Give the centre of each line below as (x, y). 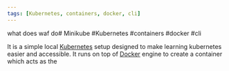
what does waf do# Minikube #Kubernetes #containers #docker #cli (104, 33)
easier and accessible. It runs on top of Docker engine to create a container (115, 54)
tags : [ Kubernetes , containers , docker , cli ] (74, 13)
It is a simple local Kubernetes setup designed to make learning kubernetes (114, 46)
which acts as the (32, 61)
